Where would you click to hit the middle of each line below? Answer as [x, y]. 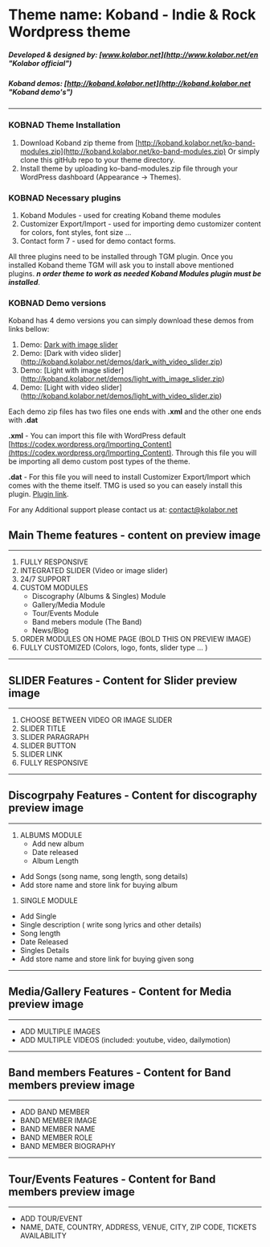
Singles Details [45, 950]
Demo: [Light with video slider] [71, 387]
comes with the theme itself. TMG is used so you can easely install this [125, 485]
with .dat [23, 420]
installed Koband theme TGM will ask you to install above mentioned [121, 265]
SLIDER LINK [41, 754]
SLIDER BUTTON [48, 745]
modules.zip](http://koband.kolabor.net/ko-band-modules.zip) [123, 151]
